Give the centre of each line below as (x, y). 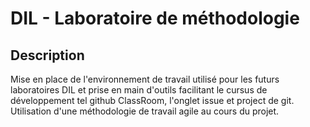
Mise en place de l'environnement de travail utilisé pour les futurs (145, 79)
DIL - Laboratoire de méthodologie (155, 18)
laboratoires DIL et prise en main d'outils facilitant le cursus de (139, 90)
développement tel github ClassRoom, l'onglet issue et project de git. (152, 100)
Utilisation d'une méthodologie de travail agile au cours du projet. (145, 111)
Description (47, 55)
